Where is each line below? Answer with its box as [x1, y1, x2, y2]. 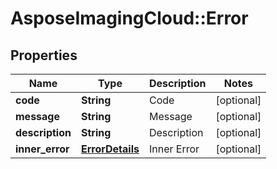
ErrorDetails [80, 142, 140, 156]
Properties [10, 47, 78, 64]
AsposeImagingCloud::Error [10, 7, 249, 30]
